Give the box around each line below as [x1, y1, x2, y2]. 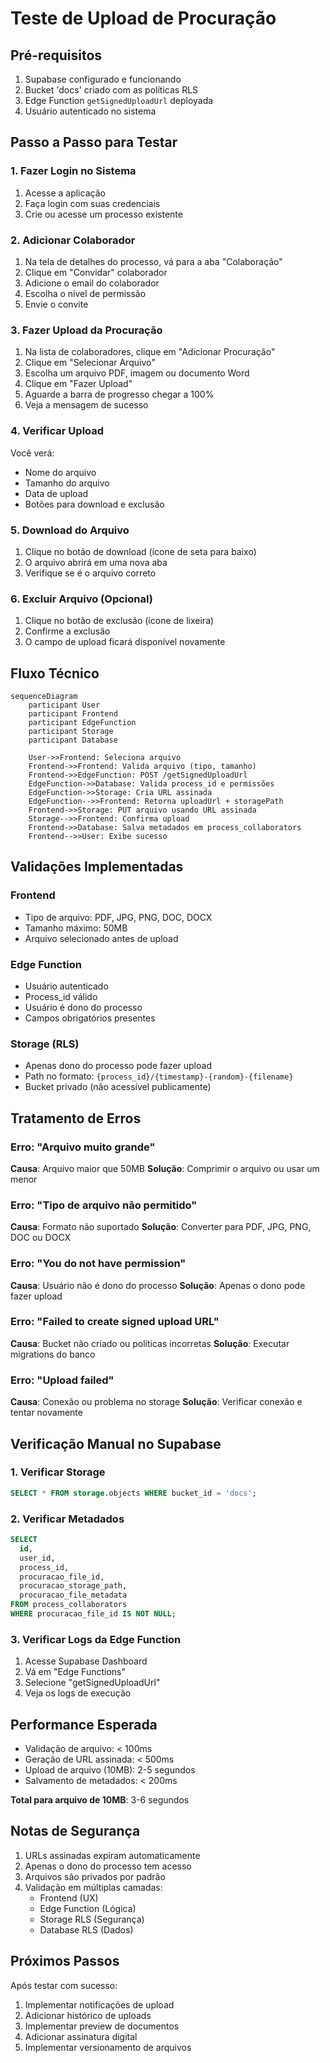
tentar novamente [10, 1407, 83, 1419]
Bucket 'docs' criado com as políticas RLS [24, 84, 199, 96]
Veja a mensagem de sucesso [24, 399, 149, 411]
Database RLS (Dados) [39, 1923, 134, 1936]
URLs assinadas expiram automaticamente [24, 1849, 201, 1861]
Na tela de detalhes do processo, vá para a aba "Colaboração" [24, 255, 283, 267]
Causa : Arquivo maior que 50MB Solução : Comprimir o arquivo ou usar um [10, 1162, 320, 1174]
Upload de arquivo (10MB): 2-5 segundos [24, 1763, 196, 1776]
